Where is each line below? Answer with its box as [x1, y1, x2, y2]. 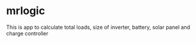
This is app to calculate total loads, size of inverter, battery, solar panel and [6, 24, 191, 31]
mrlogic [6, 4, 45, 18]
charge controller [6, 29, 49, 37]
